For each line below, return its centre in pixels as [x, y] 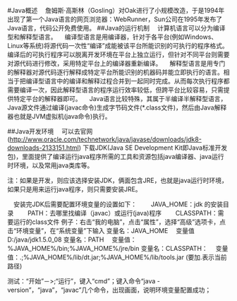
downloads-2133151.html [43, 148]
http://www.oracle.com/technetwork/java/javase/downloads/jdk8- [106, 139]
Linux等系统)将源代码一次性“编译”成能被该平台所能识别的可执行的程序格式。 [118, 46]
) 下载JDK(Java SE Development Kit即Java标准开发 [153, 148]
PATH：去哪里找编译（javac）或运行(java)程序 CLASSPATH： [122, 213]
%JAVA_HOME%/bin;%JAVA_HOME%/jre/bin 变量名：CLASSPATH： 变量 [118, 248]
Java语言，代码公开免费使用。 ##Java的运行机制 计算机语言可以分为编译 [116, 28]
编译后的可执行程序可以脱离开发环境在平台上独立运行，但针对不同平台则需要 [119, 54]
